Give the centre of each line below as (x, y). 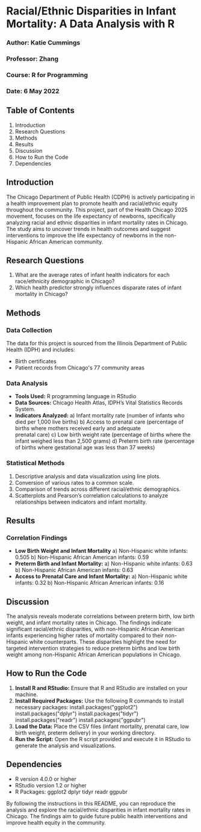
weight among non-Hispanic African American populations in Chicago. (94, 655)
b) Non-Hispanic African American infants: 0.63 (74, 570)
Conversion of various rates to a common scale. (74, 482)
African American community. (66, 241)
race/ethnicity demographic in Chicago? (65, 282)
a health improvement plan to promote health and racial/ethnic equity (92, 203)
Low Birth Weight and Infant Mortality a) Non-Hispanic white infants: (101, 551)
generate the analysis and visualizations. (65, 745)
